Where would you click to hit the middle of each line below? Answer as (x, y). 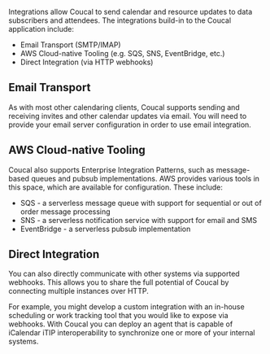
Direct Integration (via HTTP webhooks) (87, 62)
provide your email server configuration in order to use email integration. (130, 125)
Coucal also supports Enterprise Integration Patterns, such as (111, 169)
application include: (41, 29)
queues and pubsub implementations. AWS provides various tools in (146, 178)
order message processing (65, 212)
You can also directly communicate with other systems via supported (124, 274)
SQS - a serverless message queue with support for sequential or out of (141, 203)
